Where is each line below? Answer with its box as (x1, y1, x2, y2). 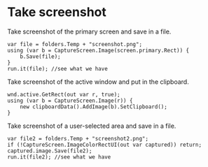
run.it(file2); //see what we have (7, 153, 111, 161)
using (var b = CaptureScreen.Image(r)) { (7, 97, 133, 104)
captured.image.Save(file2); (7, 147, 92, 154)
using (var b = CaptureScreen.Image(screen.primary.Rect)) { (7, 47, 190, 54)
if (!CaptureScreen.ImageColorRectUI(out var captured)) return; (7, 141, 202, 148)
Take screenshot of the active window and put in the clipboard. (7, 78, 189, 86)
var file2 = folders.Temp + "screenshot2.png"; (7, 135, 149, 142)
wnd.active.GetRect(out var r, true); (7, 91, 120, 98)
